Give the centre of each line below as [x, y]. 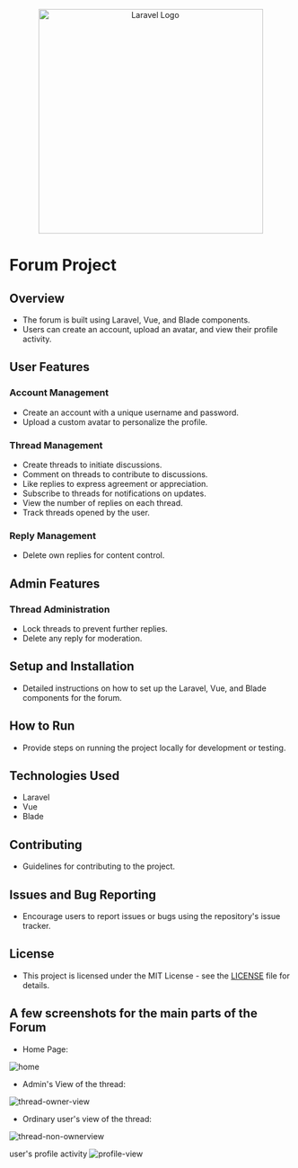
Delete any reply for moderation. [82, 638]
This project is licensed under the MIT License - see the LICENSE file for [156, 976]
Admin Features [55, 584]
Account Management [59, 393]
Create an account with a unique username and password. [131, 412]
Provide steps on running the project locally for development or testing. [154, 748]
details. [36, 985]
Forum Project [63, 265]
